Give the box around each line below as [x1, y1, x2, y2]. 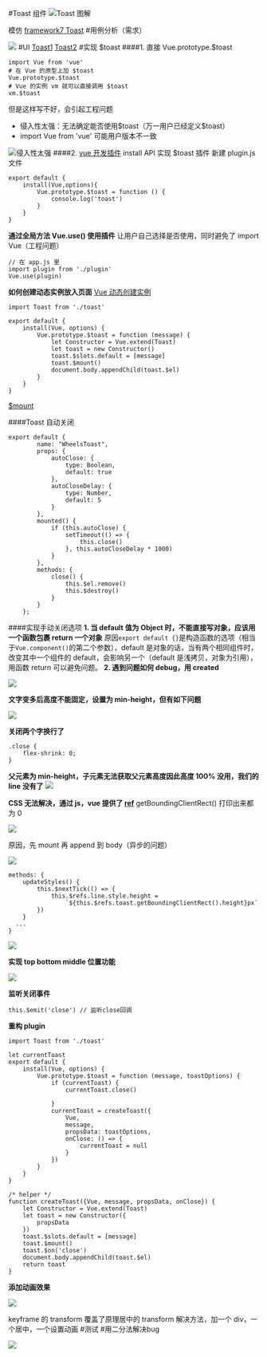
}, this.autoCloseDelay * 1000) [65, 545, 173, 553]
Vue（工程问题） [8, 241, 64, 250]
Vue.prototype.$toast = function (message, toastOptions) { [37, 1072, 241, 1080]
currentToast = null [79, 1142, 148, 1150]
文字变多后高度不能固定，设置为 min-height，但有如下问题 [8, 695, 202, 704]
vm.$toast [8, 89, 41, 97]
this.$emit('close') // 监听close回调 [8, 1006, 133, 1014]
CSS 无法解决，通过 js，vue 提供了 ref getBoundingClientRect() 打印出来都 [8, 799, 254, 807]
